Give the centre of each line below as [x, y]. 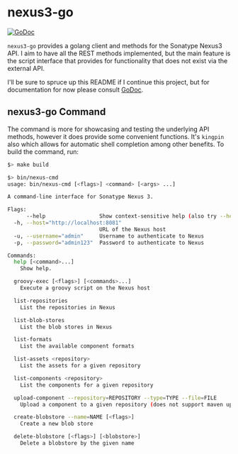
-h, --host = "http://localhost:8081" [68, 223]
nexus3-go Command [57, 112]
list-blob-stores [39, 320]
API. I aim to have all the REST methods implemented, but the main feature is [119, 53]
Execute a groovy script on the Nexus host [85, 288]
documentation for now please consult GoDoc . [75, 89]
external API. [26, 68]
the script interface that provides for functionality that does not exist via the [118, 60]
